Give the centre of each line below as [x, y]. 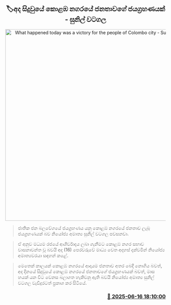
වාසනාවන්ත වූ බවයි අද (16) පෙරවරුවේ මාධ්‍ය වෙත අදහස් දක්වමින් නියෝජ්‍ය [91, 249]
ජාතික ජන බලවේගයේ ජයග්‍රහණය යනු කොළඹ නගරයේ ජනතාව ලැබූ [84, 228]
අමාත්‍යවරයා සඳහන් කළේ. [43, 255]
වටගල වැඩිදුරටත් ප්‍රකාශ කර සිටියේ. [52, 283]
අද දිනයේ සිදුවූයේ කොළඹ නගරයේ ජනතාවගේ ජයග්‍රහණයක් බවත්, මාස [86, 271]
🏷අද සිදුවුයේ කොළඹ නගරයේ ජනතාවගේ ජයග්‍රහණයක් [85, 9]
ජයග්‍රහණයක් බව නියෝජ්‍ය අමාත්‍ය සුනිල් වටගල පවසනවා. [73, 233]
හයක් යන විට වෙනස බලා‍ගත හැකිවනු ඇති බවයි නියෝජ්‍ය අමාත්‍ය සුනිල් [86, 277]
